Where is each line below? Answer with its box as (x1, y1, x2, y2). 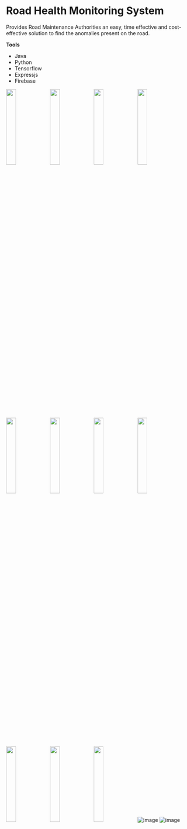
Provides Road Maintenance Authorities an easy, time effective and (6, 23, 168, 30)
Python (14, 59, 32, 66)
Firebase (14, 77, 36, 84)
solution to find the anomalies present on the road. (28, 29, 150, 36)
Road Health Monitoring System (6, 4, 164, 18)
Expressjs (14, 71, 39, 78)
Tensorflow (14, 64, 42, 72)
